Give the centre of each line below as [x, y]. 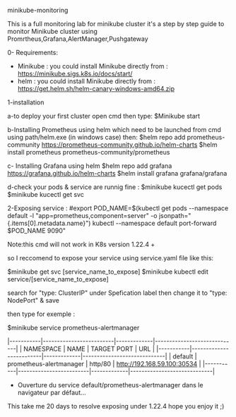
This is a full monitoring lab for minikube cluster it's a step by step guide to [116, 24]
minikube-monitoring [38, 10]
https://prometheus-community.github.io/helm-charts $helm [129, 145]
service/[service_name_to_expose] [58, 279]
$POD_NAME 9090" [36, 231]
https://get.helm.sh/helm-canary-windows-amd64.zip [96, 89]
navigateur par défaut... [52, 392]
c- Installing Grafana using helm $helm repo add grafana [90, 166]
